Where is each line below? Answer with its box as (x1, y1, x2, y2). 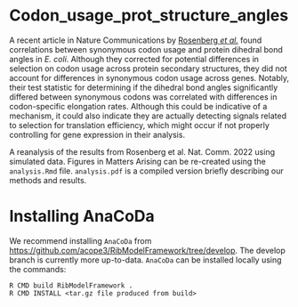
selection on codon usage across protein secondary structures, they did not (9, 63, 287, 74)
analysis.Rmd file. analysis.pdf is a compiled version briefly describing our (9, 166, 285, 176)
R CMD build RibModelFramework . (9, 281, 133, 290)
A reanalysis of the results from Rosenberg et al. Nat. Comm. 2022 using (9, 146, 276, 157)
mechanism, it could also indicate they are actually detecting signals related (9, 110, 287, 121)
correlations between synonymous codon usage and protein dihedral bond (9, 44, 283, 54)
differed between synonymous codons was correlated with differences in (9, 91, 278, 102)
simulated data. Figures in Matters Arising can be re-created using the (9, 156, 267, 166)
